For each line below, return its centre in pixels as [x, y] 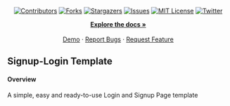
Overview [22, 79]
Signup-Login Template [60, 61]
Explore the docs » [118, 24]
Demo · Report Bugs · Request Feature [118, 39]
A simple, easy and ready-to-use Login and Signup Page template [103, 95]
